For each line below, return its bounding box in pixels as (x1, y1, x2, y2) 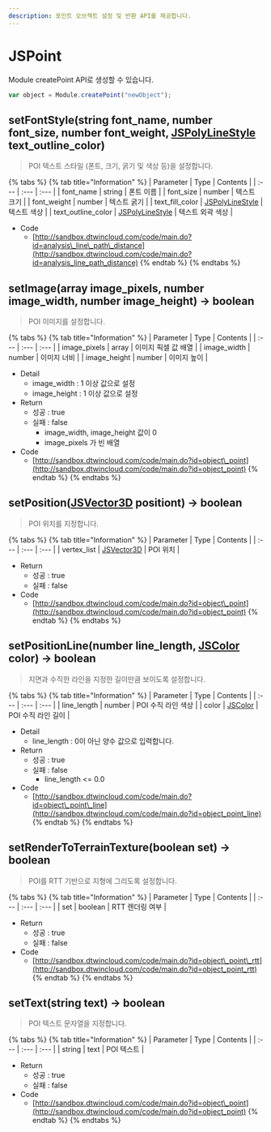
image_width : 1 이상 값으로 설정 (32, 379, 136, 388)
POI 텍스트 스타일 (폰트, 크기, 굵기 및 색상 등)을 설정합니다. (28, 161, 214, 171)
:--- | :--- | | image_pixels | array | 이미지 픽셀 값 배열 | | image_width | (21, 342, 251, 353)
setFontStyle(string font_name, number (8, 113, 213, 126)
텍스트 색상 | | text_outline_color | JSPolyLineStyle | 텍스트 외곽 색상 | (8, 208, 233, 217)
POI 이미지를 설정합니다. (28, 317, 106, 327)
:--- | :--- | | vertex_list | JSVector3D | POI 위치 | (21, 544, 180, 554)
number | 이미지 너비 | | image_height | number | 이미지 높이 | (8, 353, 209, 362)
